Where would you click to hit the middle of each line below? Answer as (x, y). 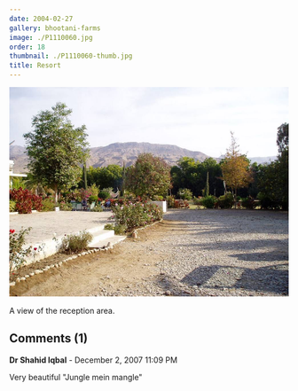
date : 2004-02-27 (41, 19)
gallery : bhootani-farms (55, 28)
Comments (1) (49, 338)
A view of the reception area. (62, 311)
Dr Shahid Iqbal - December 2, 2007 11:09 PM (94, 360)
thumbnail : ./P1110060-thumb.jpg (71, 56)
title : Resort (35, 66)
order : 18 (27, 47)
